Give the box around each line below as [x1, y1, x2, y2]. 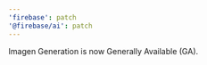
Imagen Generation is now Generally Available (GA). [8, 45, 199, 56]
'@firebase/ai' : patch [8, 21, 93, 30]
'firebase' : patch [8, 12, 77, 22]
